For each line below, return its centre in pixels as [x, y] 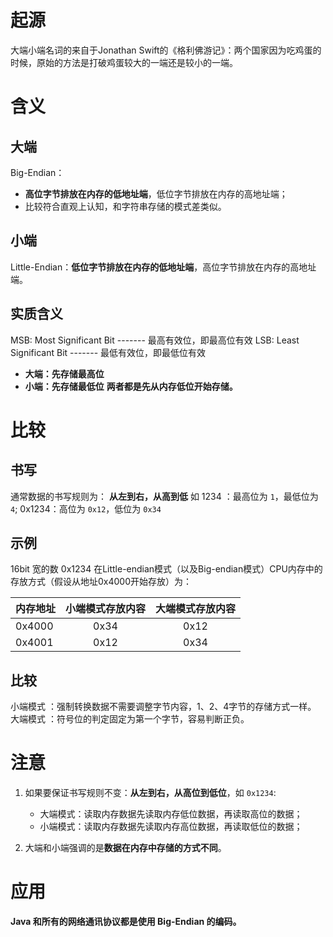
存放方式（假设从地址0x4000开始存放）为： [101, 582]
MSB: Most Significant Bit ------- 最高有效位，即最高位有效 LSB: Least [155, 340]
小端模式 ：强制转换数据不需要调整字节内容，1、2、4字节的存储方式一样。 [163, 707]
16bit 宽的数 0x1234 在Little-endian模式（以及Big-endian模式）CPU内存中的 [166, 569]
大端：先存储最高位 [64, 373]
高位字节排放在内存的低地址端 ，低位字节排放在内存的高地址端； [156, 193]
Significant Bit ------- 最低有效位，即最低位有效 [108, 352]
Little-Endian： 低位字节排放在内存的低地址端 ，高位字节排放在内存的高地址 [163, 267]
